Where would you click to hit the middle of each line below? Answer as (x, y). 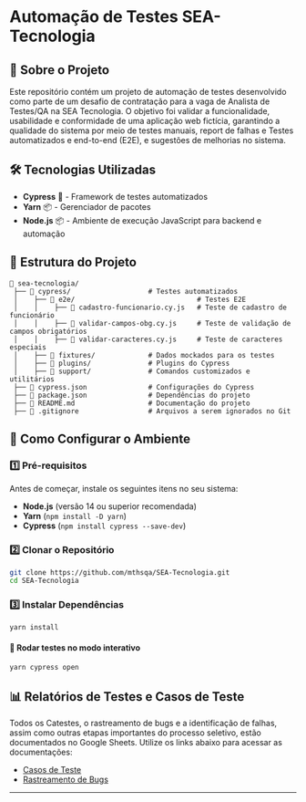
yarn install (34, 627)
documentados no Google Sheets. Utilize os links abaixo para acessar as (146, 743)
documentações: (41, 752)
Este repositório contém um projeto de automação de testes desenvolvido (148, 92)
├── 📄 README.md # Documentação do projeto (132, 403)
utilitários (32, 379)
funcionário (32, 315)
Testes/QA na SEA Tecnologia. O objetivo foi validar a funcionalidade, (140, 111)
